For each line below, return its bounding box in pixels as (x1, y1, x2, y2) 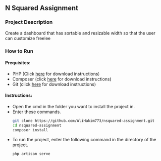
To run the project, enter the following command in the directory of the (12, 136, 157, 142)
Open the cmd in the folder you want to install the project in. (12, 104, 135, 110)
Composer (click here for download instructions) (12, 76, 111, 82)
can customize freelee (5, 35, 51, 41)
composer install (12, 127, 49, 132)
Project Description (5, 19, 53, 26)
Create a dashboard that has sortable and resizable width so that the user (5, 30, 156, 36)
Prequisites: (5, 60, 31, 66)
